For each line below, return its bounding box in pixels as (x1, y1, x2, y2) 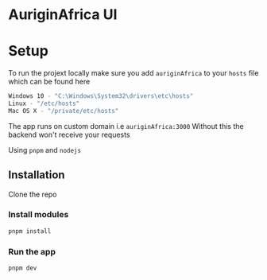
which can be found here (8, 77, 91, 87)
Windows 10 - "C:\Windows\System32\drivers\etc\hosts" (8, 92, 194, 100)
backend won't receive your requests (8, 130, 130, 139)
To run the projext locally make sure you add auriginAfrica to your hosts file (8, 68, 259, 78)
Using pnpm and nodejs (8, 145, 82, 154)
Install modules (8, 209, 69, 220)
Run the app (8, 246, 56, 257)
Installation (8, 169, 65, 182)
